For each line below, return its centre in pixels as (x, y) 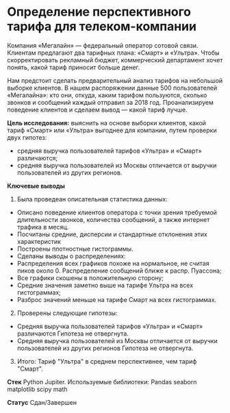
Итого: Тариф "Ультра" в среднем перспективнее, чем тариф (107, 361)
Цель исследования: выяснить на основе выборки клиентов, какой (107, 123)
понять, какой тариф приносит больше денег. (74, 67)
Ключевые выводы (36, 186)
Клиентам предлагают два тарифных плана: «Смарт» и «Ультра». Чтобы (114, 53)
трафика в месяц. (43, 227)
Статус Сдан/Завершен (42, 402)
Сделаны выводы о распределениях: (71, 256)
